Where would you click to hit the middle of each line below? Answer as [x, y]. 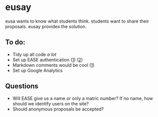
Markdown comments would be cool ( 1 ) [53, 65]
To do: [15, 42]
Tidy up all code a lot [34, 54]
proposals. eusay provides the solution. [46, 26]
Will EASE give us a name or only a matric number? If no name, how [83, 98]
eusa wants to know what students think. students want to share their [77, 21]
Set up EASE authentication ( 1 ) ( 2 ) [48, 60]
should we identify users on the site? [51, 103]
